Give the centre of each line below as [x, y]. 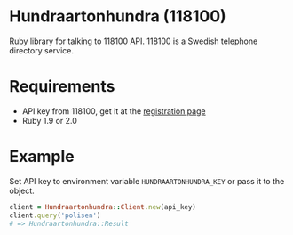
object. [22, 190]
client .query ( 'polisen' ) [55, 215]
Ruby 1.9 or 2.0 [50, 120]
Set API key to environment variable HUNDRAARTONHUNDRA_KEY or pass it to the [147, 181]
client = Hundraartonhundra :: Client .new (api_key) [103, 207]
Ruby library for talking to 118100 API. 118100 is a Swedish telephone [134, 41]
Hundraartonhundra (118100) [118, 16]
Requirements [62, 87]
